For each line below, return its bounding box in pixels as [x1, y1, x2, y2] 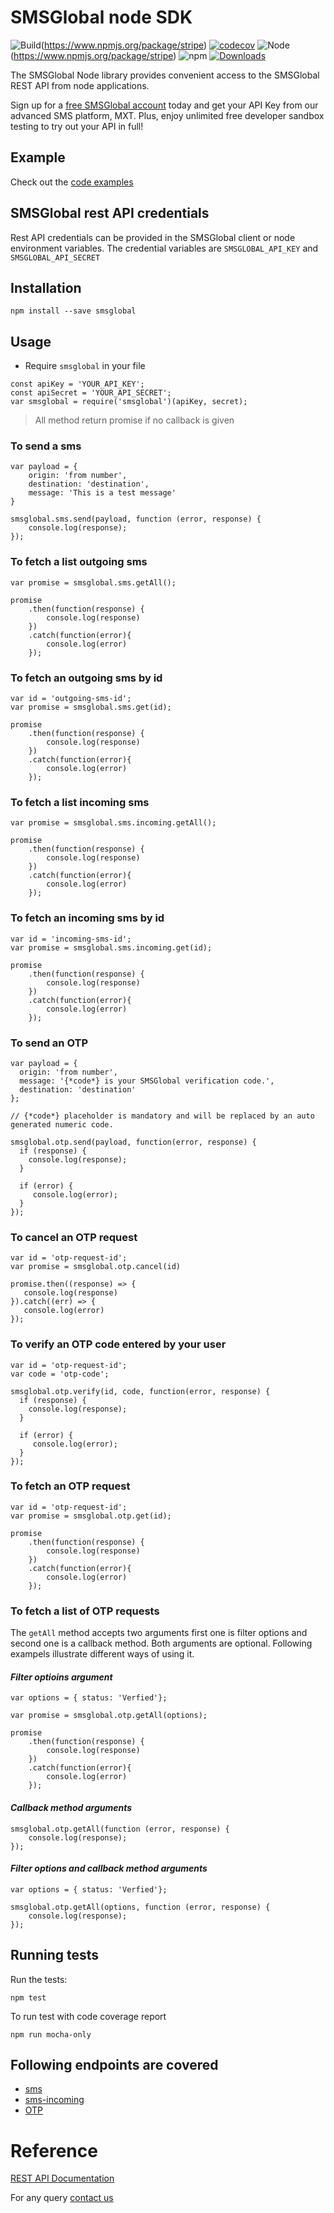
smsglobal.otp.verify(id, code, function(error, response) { [10, 1386, 271, 1396]
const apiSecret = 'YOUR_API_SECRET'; [10, 388, 172, 398]
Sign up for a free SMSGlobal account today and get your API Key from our [10, 99, 319, 111]
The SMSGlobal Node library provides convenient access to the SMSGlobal [10, 69, 320, 81]
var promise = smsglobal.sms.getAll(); [10, 577, 177, 588]
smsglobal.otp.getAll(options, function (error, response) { [10, 1902, 271, 1912]
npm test [10, 1992, 47, 2003]
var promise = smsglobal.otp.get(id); [10, 1511, 172, 1521]
